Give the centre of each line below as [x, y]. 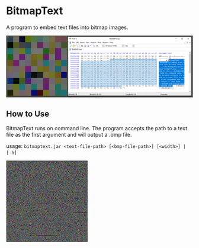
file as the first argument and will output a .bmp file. [69, 134]
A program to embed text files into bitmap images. [67, 27]
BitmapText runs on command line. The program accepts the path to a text [97, 128]
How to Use [28, 114]
